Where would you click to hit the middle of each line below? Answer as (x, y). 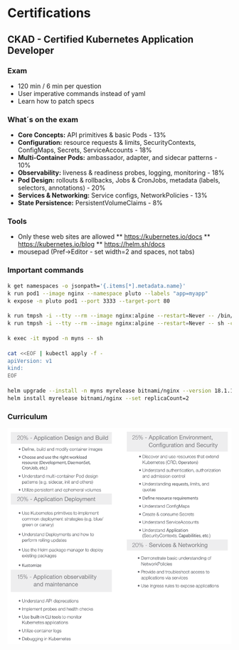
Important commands (46, 270)
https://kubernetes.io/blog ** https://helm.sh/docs (91, 244)
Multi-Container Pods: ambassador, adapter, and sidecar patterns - (117, 158)
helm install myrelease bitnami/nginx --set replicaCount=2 (99, 398)
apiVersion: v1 (30, 361)
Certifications (49, 13)
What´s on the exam (43, 119)
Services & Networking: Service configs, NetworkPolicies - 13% (112, 195)
